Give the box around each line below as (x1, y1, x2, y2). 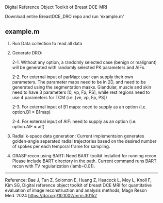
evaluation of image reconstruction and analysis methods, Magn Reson (5, 187, 147, 193)
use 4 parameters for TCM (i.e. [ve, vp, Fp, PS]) (12, 94, 108, 100)
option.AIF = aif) (12, 123, 45, 129)
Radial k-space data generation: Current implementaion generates (12, 133, 145, 139)
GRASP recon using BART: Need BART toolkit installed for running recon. (12, 152, 158, 158)
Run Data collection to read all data (12, 40, 82, 46)
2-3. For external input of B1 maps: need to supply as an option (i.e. (12, 104, 147, 110)
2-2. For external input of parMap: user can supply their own (12, 74, 133, 80)
